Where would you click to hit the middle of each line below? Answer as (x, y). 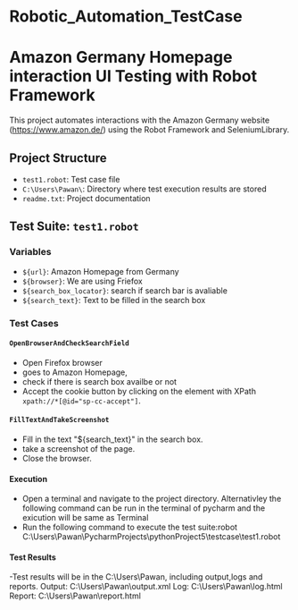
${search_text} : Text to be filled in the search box (114, 300)
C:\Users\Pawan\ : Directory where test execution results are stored (144, 189)
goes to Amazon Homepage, (74, 372)
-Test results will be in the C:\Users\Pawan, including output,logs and (136, 577)
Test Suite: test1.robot (74, 227)
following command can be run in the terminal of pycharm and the (144, 508)
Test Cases (34, 323)
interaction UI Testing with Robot (133, 76)
